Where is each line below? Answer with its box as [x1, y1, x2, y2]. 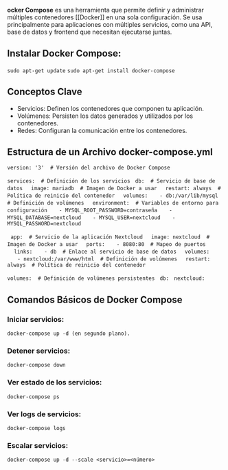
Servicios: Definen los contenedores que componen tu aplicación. [16, 104, 204, 112]
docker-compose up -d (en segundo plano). [7, 330, 130, 337]
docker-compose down [7, 362, 67, 369]
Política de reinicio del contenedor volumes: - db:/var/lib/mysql [7, 192, 218, 199]
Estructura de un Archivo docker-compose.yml [7, 146, 213, 158]
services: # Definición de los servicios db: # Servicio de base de [7, 178, 216, 185]
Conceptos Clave [7, 86, 82, 98]
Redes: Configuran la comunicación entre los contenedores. [16, 126, 187, 134]
